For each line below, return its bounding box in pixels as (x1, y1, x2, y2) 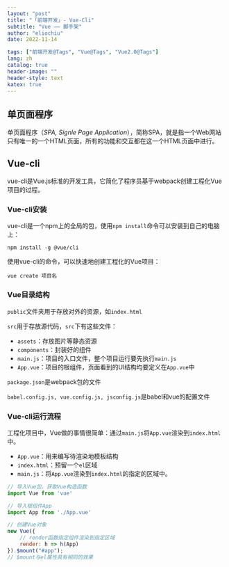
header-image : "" (7, 67, 58, 75)
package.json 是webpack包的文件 (7, 377, 102, 386)
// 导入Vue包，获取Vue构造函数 (7, 483, 87, 490)
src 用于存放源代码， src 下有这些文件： (7, 321, 117, 330)
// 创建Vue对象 (7, 521, 47, 529)
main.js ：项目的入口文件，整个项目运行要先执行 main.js (17, 354, 177, 362)
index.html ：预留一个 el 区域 (17, 461, 98, 469)
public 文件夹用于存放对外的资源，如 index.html (7, 307, 142, 315)
